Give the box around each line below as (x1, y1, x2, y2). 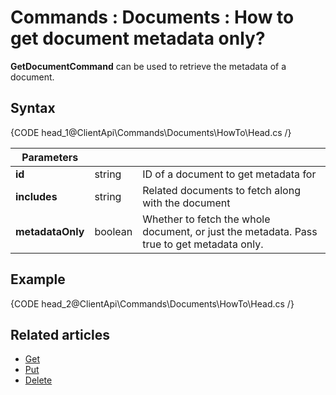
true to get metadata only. (142, 237, 264, 251)
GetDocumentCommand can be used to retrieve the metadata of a (10, 60, 287, 72)
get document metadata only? (10, 27, 266, 50)
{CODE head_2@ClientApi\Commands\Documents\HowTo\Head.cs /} (10, 297, 295, 310)
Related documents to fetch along (142, 183, 301, 197)
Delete (24, 374, 53, 386)
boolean (94, 224, 133, 238)
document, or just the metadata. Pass (142, 224, 318, 238)
